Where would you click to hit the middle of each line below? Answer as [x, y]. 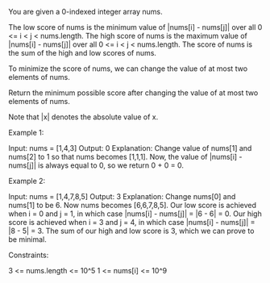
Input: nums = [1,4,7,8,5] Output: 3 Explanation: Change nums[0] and [122, 196]
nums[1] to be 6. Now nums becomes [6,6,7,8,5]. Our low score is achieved [132, 205]
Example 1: [26, 133]
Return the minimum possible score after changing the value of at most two [133, 93]
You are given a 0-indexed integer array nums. [85, 12]
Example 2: [27, 181]
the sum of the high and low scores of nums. [83, 53]
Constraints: [29, 255]
